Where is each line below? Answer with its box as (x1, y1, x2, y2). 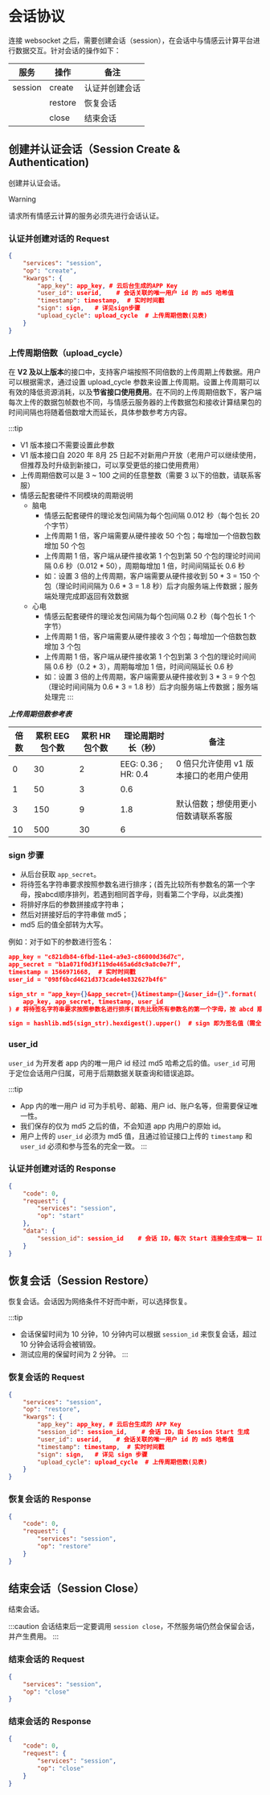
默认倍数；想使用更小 (175, 798, 257, 809)
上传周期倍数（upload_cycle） (8, 347, 128, 359)
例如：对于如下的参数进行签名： (8, 937, 114, 947)
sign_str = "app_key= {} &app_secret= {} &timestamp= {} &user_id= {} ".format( (8, 990, 257, 998)
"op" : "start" (37, 1212, 84, 1220)
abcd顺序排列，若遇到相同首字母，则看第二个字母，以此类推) (41, 890, 243, 900)
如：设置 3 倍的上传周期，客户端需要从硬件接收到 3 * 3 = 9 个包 (43, 671, 256, 681)
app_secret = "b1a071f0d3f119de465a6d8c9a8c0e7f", (8, 961, 182, 969)
